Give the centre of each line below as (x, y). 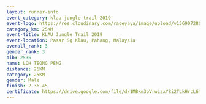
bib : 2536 (19, 58)
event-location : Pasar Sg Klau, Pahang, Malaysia (71, 40)
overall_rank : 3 (27, 46)
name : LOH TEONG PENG (34, 63)
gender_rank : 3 (26, 52)
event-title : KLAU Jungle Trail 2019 (55, 35)
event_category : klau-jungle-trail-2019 (59, 18)
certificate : (23, 92)
